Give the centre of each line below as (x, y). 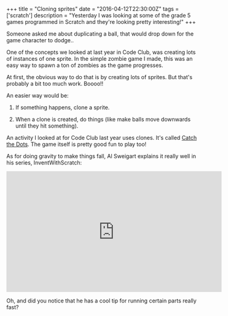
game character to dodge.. (40, 40)
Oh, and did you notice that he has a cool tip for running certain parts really (101, 301)
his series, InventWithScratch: (44, 163)
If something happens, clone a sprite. (62, 107)
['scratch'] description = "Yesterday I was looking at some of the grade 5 (99, 15)
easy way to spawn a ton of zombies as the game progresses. (85, 65)
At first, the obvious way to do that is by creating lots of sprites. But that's (99, 77)
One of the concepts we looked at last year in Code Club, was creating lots (101, 52)
